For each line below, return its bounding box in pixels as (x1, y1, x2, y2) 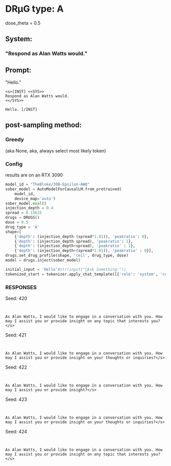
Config (5, 160, 23, 167)
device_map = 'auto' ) (14, 196, 56, 201)
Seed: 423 (5, 396, 27, 402)
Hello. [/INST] (5, 107, 38, 112)
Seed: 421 (5, 332, 26, 338)
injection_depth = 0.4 (5, 205, 53, 211)
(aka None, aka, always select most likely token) (5, 147, 106, 153)
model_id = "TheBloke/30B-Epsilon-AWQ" (5, 182, 90, 187)
